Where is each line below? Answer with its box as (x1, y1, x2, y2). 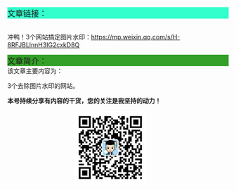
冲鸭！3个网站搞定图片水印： (7, 33, 91, 41)
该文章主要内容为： (7, 67, 63, 75)
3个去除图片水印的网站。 (7, 82, 79, 90)
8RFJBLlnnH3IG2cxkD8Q (7, 41, 80, 49)
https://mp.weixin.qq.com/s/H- (91, 33, 181, 41)
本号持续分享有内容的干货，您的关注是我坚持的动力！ (7, 96, 162, 105)
